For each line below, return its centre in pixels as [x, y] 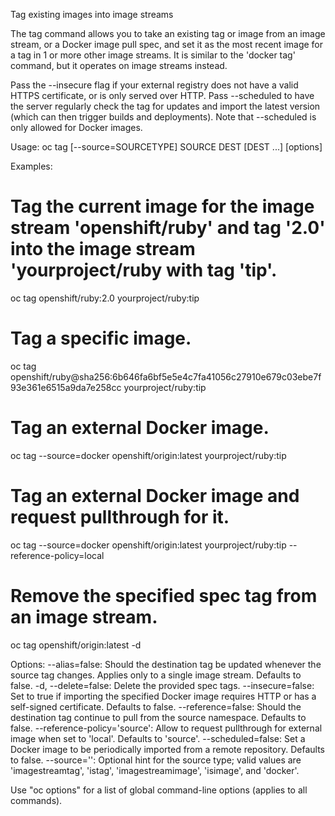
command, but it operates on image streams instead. [119, 65]
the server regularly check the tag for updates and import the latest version [165, 106]
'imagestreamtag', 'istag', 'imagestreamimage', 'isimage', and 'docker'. [155, 770]
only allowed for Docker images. [76, 127]
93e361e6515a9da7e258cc [66, 387]
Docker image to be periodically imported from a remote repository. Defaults [167, 749]
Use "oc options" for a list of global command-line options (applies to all [159, 790]
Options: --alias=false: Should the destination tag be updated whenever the [166, 664]
